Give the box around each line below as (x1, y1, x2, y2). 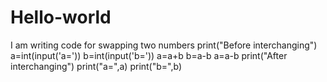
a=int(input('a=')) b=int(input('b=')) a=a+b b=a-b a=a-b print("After (10, 49, 288, 61)
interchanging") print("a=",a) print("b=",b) (10, 60, 183, 72)
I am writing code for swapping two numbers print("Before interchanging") (10, 39, 318, 51)
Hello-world (10, 6, 112, 29)
